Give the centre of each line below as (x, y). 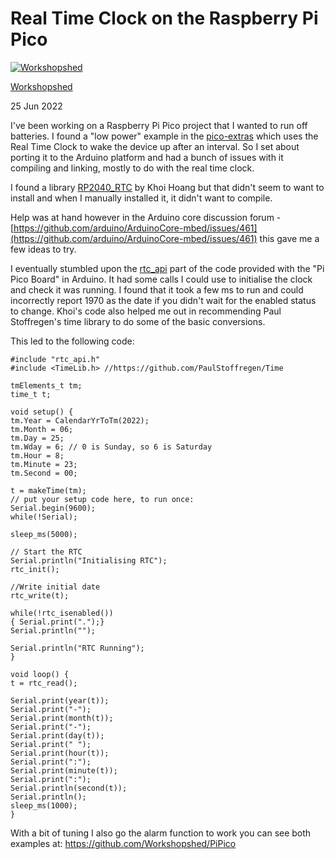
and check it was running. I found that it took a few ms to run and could (157, 289)
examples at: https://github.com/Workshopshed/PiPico (123, 843)
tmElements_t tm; (46, 385)
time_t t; (31, 394)
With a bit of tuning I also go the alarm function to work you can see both (161, 833)
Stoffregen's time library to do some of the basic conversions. (138, 321)
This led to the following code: (72, 341)
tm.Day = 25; (37, 438)
